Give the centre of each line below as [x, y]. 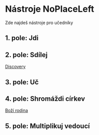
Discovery [16, 67]
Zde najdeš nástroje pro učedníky [39, 23]
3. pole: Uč [22, 82]
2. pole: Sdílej [26, 55]
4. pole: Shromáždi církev [45, 98]
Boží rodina [16, 110]
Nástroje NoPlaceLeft [50, 9]
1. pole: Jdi [22, 38]
